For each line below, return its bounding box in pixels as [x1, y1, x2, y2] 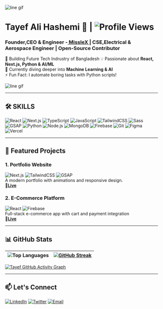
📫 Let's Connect [5, 283, 57, 292]
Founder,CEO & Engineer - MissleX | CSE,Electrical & [5, 39, 131, 46]
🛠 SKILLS [5, 102, 35, 111]
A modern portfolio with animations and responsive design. [5, 177, 123, 183]
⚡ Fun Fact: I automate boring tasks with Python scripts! [5, 72, 117, 78]
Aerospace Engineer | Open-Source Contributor [5, 45, 120, 52]
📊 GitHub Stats [5, 235, 52, 244]
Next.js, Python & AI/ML [5, 61, 54, 67]
